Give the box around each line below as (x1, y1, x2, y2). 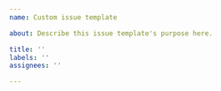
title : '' (9, 45, 46, 54)
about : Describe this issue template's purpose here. (9, 28, 214, 38)
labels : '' (9, 53, 50, 62)
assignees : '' (9, 61, 62, 71)
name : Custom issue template (9, 12, 118, 22)
